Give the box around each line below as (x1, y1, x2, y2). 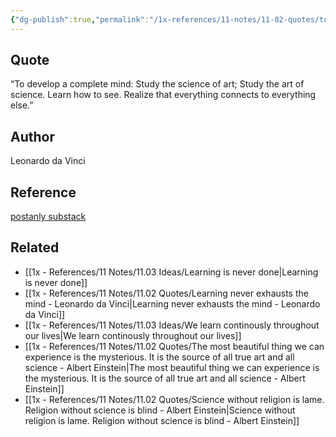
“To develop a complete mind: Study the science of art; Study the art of (10, 78, 305, 90)
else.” (10, 99, 34, 111)
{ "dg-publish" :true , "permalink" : (10, 14, 150, 25)
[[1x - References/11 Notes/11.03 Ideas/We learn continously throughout (24, 319, 320, 331)
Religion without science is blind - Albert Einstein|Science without (24, 404, 296, 416)
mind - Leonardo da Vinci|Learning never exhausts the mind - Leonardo (24, 297, 321, 310)
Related (10, 239, 60, 256)
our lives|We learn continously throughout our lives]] (24, 329, 242, 341)
